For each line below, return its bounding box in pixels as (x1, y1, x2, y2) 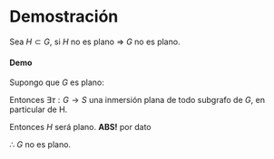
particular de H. (9, 104, 68, 115)
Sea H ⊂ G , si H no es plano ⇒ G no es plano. (9, 36, 181, 47)
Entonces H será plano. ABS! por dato (9, 122, 152, 133)
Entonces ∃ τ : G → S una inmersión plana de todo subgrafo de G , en (9, 95, 266, 106)
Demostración (9, 6, 119, 27)
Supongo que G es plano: (9, 77, 104, 88)
